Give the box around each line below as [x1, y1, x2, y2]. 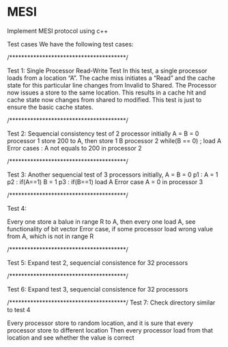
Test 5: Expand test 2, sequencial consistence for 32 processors [7, 258, 188, 267]
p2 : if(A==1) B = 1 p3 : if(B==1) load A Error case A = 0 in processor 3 [7, 177, 203, 185]
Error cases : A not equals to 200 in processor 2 [7, 144, 142, 152]
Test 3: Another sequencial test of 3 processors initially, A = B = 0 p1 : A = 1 [7, 170, 218, 179]
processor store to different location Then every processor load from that [7, 326, 214, 334]
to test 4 [7, 305, 31, 313]
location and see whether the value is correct [7, 333, 134, 342]
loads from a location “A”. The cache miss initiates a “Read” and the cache [7, 73, 216, 82]
